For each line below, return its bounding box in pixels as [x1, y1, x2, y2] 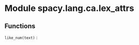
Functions [4, 22, 36, 30]
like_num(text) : [4, 34, 38, 40]
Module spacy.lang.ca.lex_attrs [4, 3, 134, 14]
